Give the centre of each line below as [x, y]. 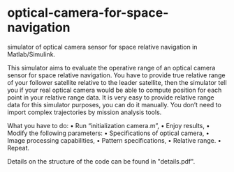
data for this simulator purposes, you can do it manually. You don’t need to [114, 104]
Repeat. [19, 148]
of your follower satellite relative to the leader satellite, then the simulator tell [117, 82]
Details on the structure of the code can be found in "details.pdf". [101, 161]
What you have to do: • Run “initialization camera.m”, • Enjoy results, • [109, 125]
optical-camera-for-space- [88, 13]
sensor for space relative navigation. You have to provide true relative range [116, 75]
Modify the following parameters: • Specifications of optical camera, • [108, 133]
